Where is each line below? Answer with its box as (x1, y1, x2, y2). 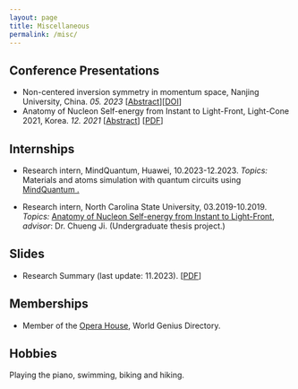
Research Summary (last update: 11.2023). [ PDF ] (21, 270, 202, 281)
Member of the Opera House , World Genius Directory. (21, 320, 221, 331)
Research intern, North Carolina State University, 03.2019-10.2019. (21, 202, 268, 212)
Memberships (9, 297, 89, 312)
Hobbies (9, 346, 58, 361)
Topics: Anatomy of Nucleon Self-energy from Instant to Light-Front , (21, 212, 275, 221)
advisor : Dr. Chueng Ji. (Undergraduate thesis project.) (21, 220, 226, 231)
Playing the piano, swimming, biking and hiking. (9, 369, 185, 381)
